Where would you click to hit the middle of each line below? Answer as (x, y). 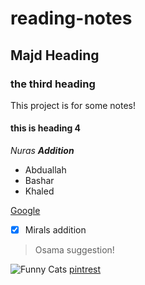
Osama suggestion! (74, 250)
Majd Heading (55, 55)
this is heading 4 (46, 128)
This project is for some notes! (73, 105)
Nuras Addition (42, 151)
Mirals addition (55, 230)
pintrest (85, 269)
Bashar (39, 181)
